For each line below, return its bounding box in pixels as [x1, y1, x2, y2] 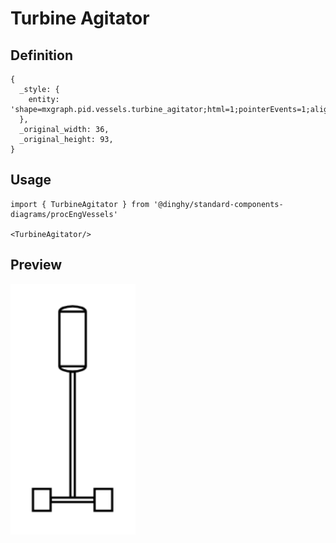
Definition [10, 47, 73, 64]
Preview [10, 257, 63, 274]
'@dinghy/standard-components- [153, 199, 284, 209]
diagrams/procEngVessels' [10, 209, 118, 219]
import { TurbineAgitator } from [10, 199, 150, 209]
